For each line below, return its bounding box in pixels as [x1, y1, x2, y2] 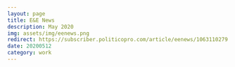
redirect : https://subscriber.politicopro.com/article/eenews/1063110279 [7, 36, 229, 43]
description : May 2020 [7, 23, 74, 30]
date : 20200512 [7, 43, 52, 50]
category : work [7, 50, 52, 57]
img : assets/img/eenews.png [7, 29, 90, 37]
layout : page [7, 10, 46, 17]
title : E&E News [7, 17, 55, 24]
